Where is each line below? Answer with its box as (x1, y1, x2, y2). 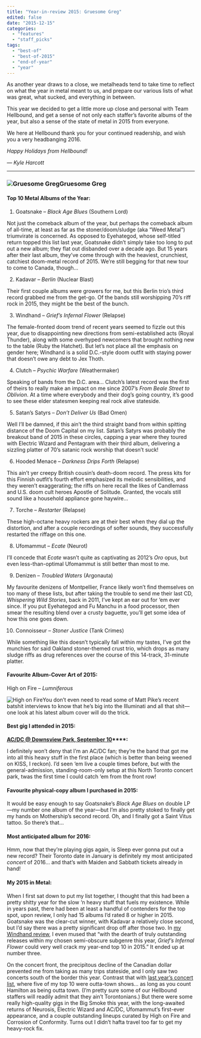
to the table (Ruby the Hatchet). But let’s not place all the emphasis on (7, 342, 178, 349)
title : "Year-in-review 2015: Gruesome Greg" (7, 8, 122, 15)
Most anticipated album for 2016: (7, 833, 91, 840)
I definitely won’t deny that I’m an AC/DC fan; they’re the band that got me (7, 747, 188, 755)
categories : (7, 25, 36, 32)
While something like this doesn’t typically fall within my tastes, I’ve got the (7, 638, 191, 646)
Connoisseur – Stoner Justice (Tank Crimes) (15, 627, 124, 634)
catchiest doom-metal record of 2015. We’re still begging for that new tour (7, 258, 189, 265)
